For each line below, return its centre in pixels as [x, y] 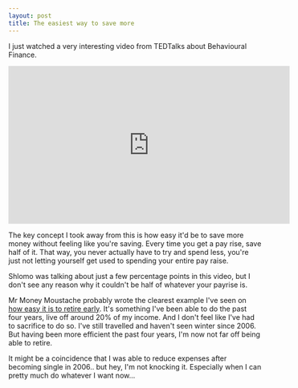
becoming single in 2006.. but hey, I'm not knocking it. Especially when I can [135, 366]
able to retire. [31, 342]
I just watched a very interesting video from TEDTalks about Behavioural [128, 46]
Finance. [23, 55]
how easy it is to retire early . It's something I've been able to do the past [128, 309]
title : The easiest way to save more [71, 23]
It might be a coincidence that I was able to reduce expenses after [118, 358]
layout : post [30, 16]
